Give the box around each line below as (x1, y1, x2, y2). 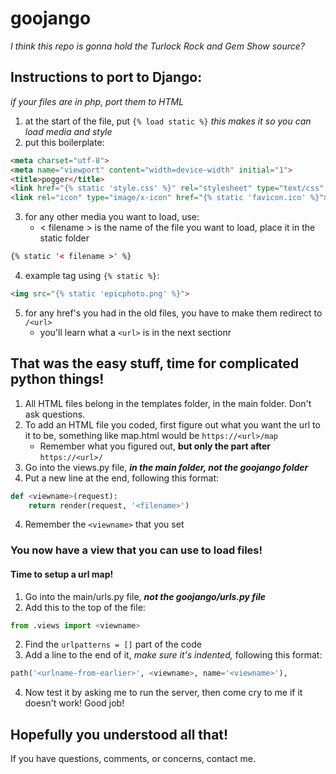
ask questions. (24, 408, 86, 420)
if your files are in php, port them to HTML (10, 95, 185, 107)
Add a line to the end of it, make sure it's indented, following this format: (24, 649, 323, 661)
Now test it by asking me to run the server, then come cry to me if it (24, 687, 303, 699)
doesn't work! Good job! (24, 697, 125, 709)
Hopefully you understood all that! (10, 726, 229, 743)
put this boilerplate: (24, 136, 105, 148)
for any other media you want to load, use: (24, 211, 200, 223)
